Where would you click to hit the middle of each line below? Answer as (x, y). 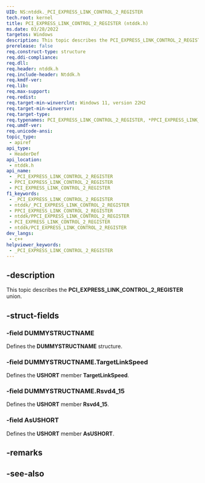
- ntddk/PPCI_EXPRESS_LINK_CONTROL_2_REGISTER (69, 216)
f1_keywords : (23, 194)
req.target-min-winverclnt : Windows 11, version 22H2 (76, 103)
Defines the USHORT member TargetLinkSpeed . (68, 376)
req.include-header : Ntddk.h (43, 74)
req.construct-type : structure (46, 52)
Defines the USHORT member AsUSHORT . (60, 434)
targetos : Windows (30, 35)
